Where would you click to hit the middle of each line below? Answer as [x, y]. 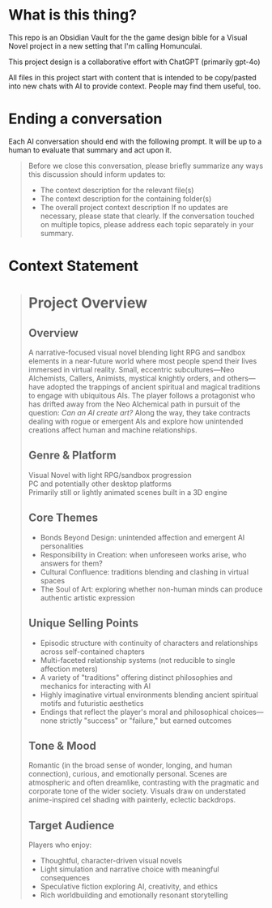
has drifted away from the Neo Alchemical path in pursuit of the [134, 404]
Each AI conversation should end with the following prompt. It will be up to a [135, 141]
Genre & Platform [72, 456]
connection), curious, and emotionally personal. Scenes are [127, 774]
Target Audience [71, 825]
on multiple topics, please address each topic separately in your [147, 224]
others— [242, 378]
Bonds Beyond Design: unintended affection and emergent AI [142, 537]
